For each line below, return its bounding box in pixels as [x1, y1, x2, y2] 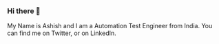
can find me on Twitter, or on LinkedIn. [7, 29, 117, 37]
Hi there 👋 [7, 6, 41, 16]
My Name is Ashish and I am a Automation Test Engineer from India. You [7, 22, 213, 30]
